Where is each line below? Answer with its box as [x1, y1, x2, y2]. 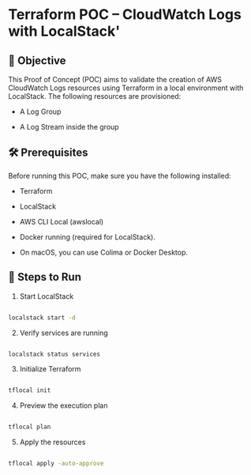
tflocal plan [8, 423, 51, 432]
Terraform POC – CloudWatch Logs [8, 6, 242, 24]
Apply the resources [19, 437, 86, 447]
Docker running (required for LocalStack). [19, 232, 155, 242]
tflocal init [8, 386, 51, 394]
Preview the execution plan [19, 401, 108, 410]
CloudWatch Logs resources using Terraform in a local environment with [8, 83, 244, 92]
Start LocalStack [19, 291, 74, 301]
